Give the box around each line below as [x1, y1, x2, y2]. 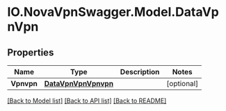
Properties [7, 46, 54, 58]
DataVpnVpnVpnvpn [44, 79, 113, 88]
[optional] [166, 79, 199, 88]
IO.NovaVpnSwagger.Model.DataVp [7, 4, 219, 20]
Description [120, 67, 160, 76]
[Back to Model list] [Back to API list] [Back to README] [7, 96, 167, 105]
